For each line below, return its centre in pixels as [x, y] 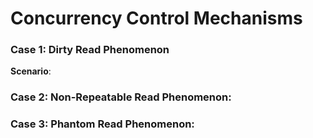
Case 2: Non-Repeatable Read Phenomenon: [121, 97]
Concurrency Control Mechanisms [156, 18]
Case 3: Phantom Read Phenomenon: [102, 124]
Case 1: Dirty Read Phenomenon [90, 50]
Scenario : [31, 71]
